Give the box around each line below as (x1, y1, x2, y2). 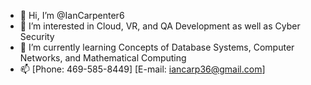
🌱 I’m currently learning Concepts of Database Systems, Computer (19, 41, 295, 53)
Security (19, 31, 55, 42)
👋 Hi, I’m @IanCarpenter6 (19, 10, 125, 21)
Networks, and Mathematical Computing (19, 52, 187, 64)
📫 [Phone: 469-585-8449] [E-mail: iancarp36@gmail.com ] (19, 63, 266, 75)
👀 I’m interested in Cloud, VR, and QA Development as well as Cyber (19, 20, 301, 32)
